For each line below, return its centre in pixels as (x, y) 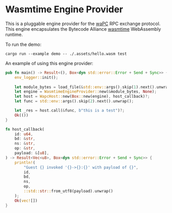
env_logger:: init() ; (36, 77)
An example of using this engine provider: (49, 63)
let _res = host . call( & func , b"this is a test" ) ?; (70, 111)
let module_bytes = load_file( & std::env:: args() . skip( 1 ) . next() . (86, 87)
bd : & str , (25, 139)
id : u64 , (24, 134)
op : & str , (25, 148)
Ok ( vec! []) (26, 201)
